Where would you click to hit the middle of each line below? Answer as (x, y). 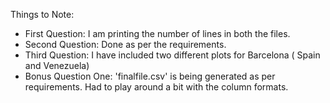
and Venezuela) (57, 65)
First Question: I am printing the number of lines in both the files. (157, 33)
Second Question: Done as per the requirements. (125, 44)
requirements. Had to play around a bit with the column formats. (156, 87)
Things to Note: (42, 14)
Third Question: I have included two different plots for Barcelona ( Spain (172, 55)
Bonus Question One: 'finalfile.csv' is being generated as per (150, 76)
